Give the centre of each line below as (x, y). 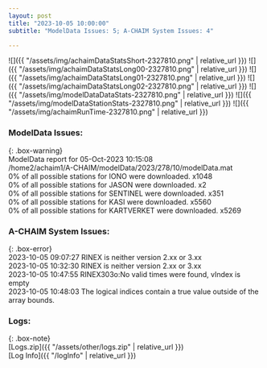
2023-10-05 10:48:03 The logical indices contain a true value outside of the (133, 292)
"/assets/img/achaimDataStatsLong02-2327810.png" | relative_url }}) (133, 86)
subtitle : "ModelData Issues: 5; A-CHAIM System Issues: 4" (111, 31)
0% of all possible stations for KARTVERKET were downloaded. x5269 (125, 210)
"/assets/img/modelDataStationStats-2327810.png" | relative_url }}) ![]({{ (129, 103)
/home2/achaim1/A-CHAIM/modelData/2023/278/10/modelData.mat (121, 167)
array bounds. (31, 300)
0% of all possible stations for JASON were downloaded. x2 (107, 184)
